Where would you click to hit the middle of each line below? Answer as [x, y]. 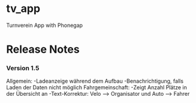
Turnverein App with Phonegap [44, 25]
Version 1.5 [23, 68]
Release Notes [43, 49]
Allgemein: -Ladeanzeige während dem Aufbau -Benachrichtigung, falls [95, 81]
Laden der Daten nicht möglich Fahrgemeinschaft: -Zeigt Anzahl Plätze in [97, 87]
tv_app [23, 9]
